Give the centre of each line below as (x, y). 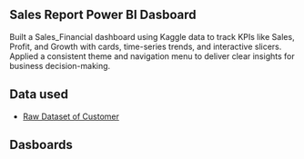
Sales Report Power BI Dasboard (103, 15)
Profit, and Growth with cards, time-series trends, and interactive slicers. (146, 46)
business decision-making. (60, 65)
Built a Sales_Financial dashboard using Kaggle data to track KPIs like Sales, (152, 36)
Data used (39, 94)
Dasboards (41, 145)
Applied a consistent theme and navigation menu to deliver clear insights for (152, 56)
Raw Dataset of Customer (71, 116)
